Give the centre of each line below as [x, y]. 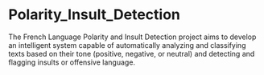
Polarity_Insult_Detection [95, 15]
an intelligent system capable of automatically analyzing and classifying [127, 45]
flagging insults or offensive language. [72, 62]
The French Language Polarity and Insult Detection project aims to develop [132, 37]
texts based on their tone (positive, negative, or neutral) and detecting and [132, 53]
